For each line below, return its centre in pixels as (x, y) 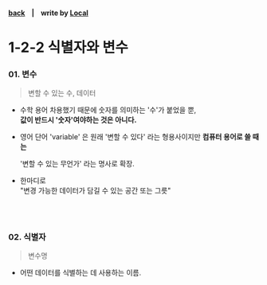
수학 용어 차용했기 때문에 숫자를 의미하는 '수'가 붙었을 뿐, (108, 110)
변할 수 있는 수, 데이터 (62, 93)
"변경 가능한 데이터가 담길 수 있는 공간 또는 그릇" (95, 191)
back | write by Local (49, 13)
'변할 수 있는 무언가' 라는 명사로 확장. (77, 164)
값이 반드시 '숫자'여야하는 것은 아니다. (78, 120)
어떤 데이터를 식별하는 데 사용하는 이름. (80, 273)
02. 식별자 (27, 237)
